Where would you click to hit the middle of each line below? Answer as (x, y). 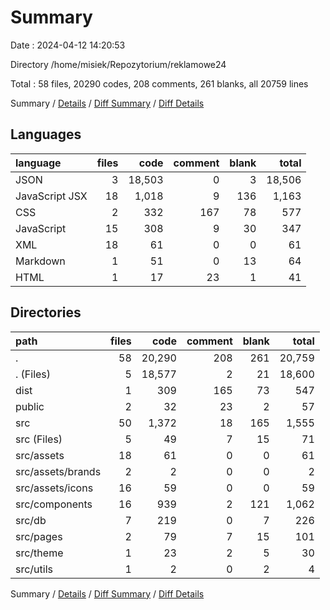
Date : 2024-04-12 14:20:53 (68, 45)
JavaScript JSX (51, 196)
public (30, 406)
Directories (46, 312)
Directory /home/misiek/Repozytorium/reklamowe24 (118, 64)
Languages (46, 134)
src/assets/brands (58, 471)
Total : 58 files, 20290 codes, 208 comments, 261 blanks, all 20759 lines (159, 83)
